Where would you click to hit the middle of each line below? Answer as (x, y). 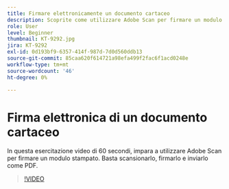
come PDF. (23, 166)
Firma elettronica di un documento (107, 117)
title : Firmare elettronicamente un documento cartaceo (88, 13)
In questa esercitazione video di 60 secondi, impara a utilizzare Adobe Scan (114, 151)
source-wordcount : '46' (41, 71)
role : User (23, 26)
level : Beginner (30, 33)
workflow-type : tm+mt (38, 65)
